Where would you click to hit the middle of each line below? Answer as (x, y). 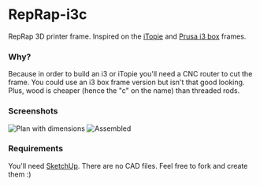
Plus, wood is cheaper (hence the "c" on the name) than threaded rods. (124, 91)
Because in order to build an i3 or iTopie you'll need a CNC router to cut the (130, 74)
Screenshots (33, 111)
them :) (20, 174)
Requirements (36, 149)
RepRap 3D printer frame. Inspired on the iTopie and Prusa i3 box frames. (127, 36)
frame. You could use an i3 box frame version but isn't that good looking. (126, 82)
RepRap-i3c (48, 15)
